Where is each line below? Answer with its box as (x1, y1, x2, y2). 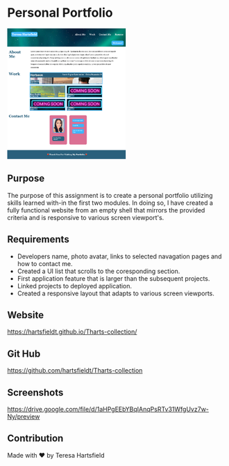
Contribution (7, 433, 64, 444)
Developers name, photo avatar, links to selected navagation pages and (17, 252, 222, 261)
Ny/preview (7, 412, 40, 421)
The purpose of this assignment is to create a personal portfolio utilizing (7, 191, 213, 199)
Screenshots (7, 387, 64, 398)
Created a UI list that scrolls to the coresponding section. (17, 267, 180, 275)
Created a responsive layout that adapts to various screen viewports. (17, 289, 215, 297)
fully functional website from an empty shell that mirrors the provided (7, 205, 205, 214)
